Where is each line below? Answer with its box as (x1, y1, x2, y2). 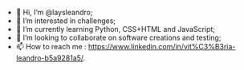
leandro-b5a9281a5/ (15, 53, 84, 63)
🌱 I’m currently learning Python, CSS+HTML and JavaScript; (15, 25, 215, 33)
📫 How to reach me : (15, 42, 87, 51)
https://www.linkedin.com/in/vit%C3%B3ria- (87, 42, 236, 51)
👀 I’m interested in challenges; (15, 16, 116, 25)
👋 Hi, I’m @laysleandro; (15, 8, 93, 17)
